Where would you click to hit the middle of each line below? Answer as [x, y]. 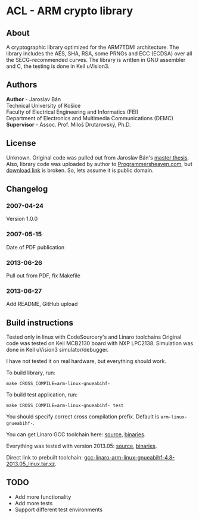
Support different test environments [59, 509]
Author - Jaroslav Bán [34, 99]
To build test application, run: [42, 395]
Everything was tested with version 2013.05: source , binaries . [82, 446]
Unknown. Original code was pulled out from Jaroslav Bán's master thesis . [98, 157]
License [21, 143]
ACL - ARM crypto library [70, 11]
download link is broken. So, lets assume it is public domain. [80, 170]
